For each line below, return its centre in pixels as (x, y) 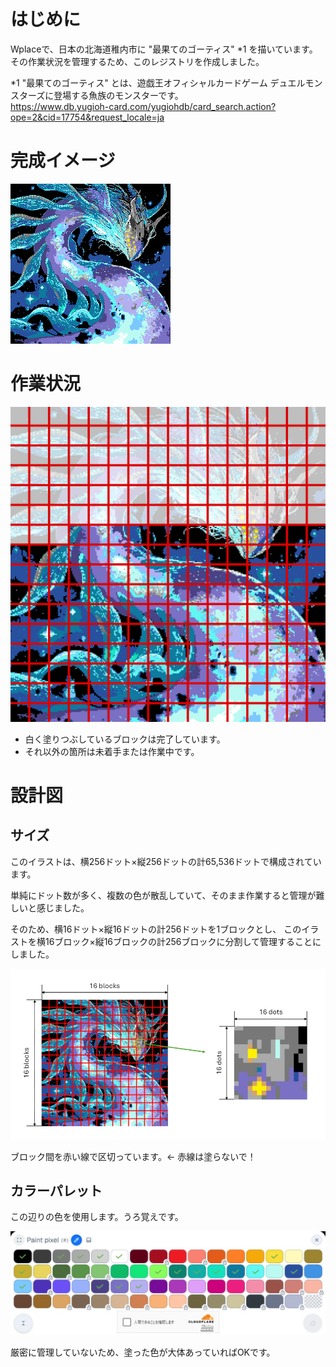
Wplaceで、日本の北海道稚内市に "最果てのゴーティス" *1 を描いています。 (164, 49)
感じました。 (63, 907)
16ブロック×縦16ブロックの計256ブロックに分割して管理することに (183, 941)
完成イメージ (63, 161)
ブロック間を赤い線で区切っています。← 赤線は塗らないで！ (133, 1156)
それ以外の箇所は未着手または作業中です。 (112, 751)
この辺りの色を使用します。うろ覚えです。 (97, 1217)
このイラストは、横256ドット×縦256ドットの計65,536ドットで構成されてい (166, 861)
